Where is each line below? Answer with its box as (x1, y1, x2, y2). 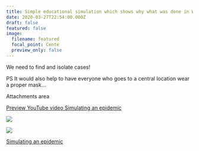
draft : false (6, 20, 38, 25)
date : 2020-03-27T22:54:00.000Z (6, 14, 86, 20)
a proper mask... (6, 81, 46, 88)
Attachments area (6, 92, 50, 99)
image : (6, 31, 23, 37)
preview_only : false (11, 47, 62, 53)
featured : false (6, 25, 46, 31)
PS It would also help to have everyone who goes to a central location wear (6, 75, 190, 82)
